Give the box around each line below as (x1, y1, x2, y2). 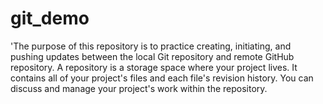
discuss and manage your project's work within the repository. (10, 82, 268, 94)
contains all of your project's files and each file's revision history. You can (10, 72, 314, 84)
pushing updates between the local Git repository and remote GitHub (10, 50, 295, 62)
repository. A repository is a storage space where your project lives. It (10, 61, 298, 73)
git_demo (10, 7, 90, 30)
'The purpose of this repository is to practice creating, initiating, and (10, 40, 292, 52)
